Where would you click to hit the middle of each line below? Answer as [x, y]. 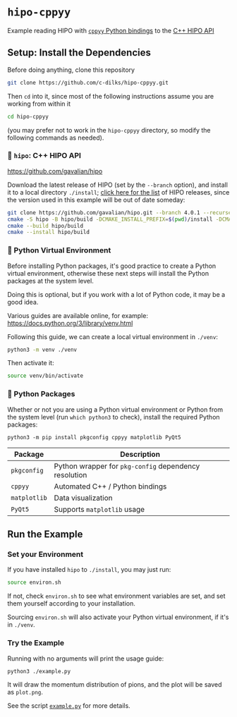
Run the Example [45, 534]
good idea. [23, 302]
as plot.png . [25, 692]
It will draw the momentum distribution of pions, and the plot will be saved [115, 685]
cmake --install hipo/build [49, 232]
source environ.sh [34, 583]
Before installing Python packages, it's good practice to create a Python [112, 266]
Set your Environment [45, 554]
